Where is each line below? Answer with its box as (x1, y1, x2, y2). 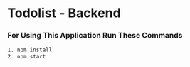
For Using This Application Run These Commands (7, 31, 183, 41)
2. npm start (7, 53, 46, 61)
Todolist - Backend (7, 5, 121, 21)
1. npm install (7, 46, 53, 54)
